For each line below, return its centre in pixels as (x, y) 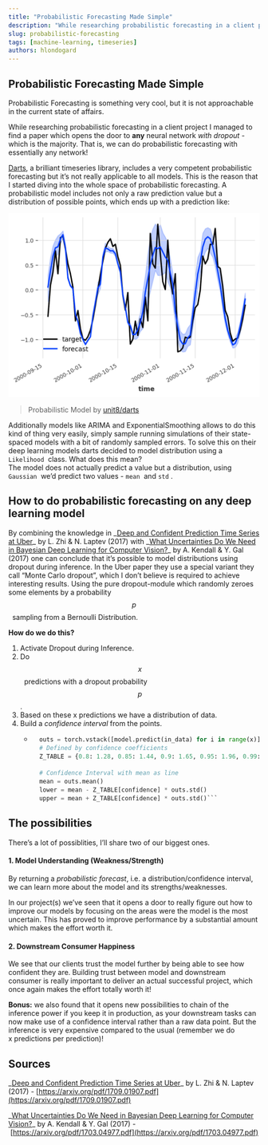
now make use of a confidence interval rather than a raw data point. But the (132, 1022)
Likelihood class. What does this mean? (75, 460)
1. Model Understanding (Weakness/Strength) (86, 861)
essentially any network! (48, 152)
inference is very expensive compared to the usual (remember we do (122, 1030)
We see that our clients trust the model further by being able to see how (126, 964)
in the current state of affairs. (56, 111)
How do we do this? (41, 632)
